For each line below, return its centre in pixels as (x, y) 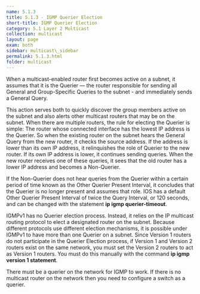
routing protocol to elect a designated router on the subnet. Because (90, 222)
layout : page (22, 40)
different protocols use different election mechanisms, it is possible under (97, 228)
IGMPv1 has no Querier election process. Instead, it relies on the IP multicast (100, 216)
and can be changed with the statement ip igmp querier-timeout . (87, 204)
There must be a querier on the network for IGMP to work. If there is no (94, 272)
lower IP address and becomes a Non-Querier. (63, 167)
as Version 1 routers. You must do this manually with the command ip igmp (98, 254)
